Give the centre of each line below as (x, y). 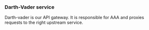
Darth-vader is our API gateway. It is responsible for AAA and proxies (74, 18)
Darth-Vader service (30, 7)
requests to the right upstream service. (44, 22)
